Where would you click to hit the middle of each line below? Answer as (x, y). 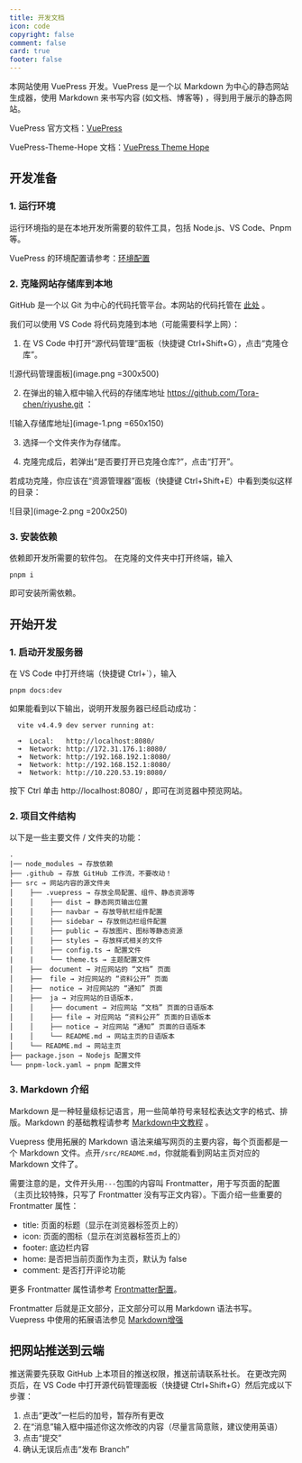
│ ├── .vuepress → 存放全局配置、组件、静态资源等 (102, 893)
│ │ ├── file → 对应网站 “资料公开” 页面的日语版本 (110, 1018)
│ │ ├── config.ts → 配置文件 (75, 951)
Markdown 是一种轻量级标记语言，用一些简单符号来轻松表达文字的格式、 (145, 1111)
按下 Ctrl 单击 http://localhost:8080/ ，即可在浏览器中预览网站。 (128, 791)
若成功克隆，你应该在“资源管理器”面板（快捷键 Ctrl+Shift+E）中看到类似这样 (151, 480)
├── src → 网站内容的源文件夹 (60, 883)
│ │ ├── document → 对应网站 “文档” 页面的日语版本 (112, 1008)
